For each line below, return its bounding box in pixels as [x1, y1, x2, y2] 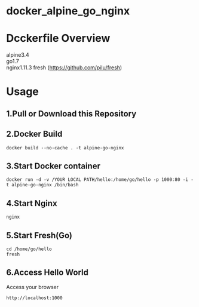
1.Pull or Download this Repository [6, 109, 137, 119]
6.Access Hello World [6, 268, 88, 278]
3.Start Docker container [6, 161, 100, 171]
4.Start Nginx [6, 198, 58, 208]
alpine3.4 [6, 51, 30, 59]
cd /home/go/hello [6, 246, 52, 252]
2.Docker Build [6, 129, 63, 139]
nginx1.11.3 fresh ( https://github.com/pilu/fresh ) [6, 64, 123, 71]
